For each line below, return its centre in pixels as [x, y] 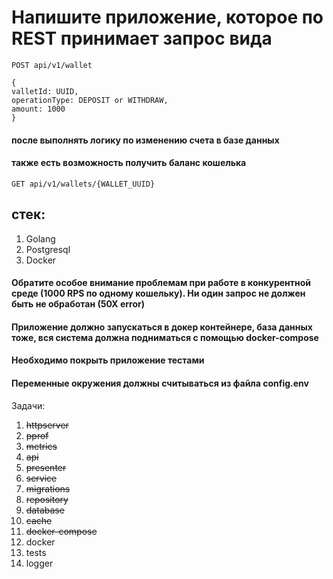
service [41, 478]
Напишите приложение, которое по [167, 17]
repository [47, 499]
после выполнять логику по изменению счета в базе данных [145, 140]
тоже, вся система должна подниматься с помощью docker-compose [165, 337]
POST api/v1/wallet [52, 65]
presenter [46, 467]
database [45, 510]
